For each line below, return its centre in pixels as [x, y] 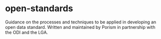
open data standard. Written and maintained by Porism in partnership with [80, 27]
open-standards [39, 9]
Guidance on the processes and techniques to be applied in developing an [81, 22]
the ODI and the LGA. [27, 32]
